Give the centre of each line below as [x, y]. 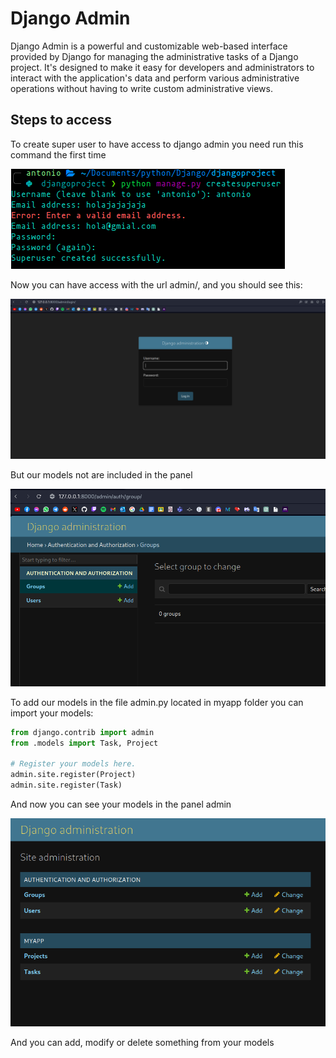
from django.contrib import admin [82, 732]
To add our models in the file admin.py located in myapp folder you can [157, 702]
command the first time [58, 154]
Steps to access [61, 120]
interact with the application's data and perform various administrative [155, 78]
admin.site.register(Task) [66, 785]
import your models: [52, 713]
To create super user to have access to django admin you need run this [157, 144]
